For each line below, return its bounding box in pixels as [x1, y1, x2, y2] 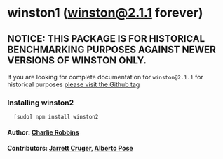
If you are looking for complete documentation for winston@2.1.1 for [7, 73, 203, 81]
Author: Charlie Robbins [7, 128, 79, 137]
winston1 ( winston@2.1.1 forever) [7, 5, 203, 21]
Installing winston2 [7, 98, 74, 107]
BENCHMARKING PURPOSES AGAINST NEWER [7, 43, 216, 55]
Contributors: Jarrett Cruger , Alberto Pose [7, 144, 133, 153]
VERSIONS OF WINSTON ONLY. [7, 54, 147, 66]
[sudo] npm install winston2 [13, 114, 99, 121]
